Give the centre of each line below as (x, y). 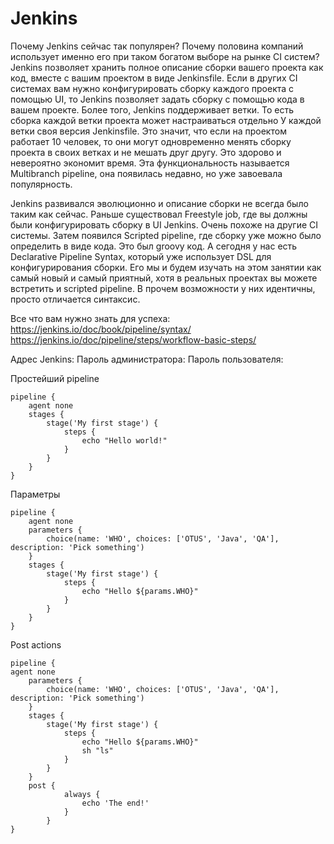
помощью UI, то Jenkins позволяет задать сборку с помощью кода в (157, 99)
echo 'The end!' (115, 803)
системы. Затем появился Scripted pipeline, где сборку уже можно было (166, 235)
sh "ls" (97, 750)
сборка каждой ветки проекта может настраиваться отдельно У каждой (166, 120)
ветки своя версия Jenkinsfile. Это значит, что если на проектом (148, 131)
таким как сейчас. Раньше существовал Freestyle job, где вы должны (159, 214)
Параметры (35, 494)
